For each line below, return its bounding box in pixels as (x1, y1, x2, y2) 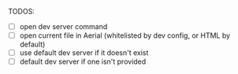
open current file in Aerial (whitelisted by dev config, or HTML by (19, 31, 231, 40)
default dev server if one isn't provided (19, 57, 147, 66)
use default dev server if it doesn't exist (19, 48, 149, 57)
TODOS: (8, 7, 35, 16)
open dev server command (19, 22, 108, 31)
